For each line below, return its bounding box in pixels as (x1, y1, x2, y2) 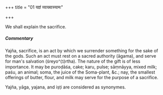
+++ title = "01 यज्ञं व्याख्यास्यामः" (5, 4, 64, 10)
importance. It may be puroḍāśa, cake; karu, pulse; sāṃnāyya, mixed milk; (5, 64, 158, 70)
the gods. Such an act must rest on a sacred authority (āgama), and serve (5, 53, 157, 59)
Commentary (5, 35, 33, 41)
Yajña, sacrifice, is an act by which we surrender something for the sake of (5, 47, 158, 54)
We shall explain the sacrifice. (5, 24, 67, 29)
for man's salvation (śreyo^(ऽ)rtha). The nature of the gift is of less (5, 58, 141, 64)
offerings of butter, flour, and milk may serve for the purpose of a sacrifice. (5, 74, 159, 80)
